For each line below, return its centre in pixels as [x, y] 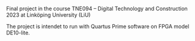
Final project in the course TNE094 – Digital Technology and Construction [97, 9]
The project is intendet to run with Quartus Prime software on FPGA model [98, 26]
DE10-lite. [18, 33]
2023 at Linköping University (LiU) [48, 15]
